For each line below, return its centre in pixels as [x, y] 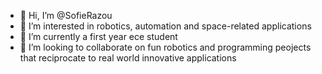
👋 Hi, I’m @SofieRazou [66, 15]
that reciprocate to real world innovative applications [128, 58]
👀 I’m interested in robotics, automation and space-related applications [165, 26]
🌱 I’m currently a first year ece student [98, 36]
